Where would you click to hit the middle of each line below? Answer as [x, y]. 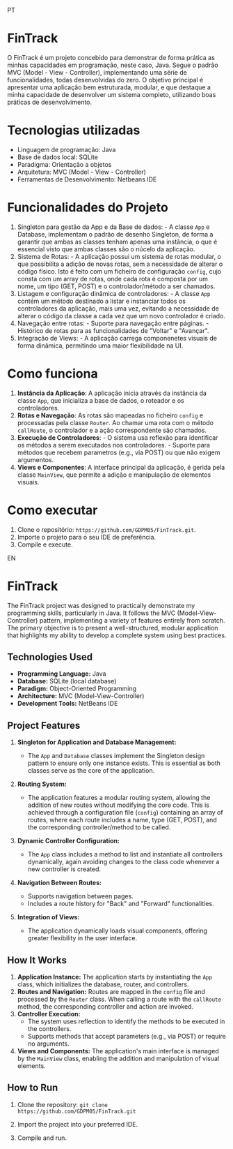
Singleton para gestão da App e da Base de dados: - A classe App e [113, 227]
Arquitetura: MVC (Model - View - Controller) [81, 172]
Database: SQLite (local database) [67, 681]
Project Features [44, 725]
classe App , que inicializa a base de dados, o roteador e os [101, 400]
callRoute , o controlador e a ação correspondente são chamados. [112, 430]
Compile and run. [42, 1138]
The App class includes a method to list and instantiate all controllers [125, 854]
